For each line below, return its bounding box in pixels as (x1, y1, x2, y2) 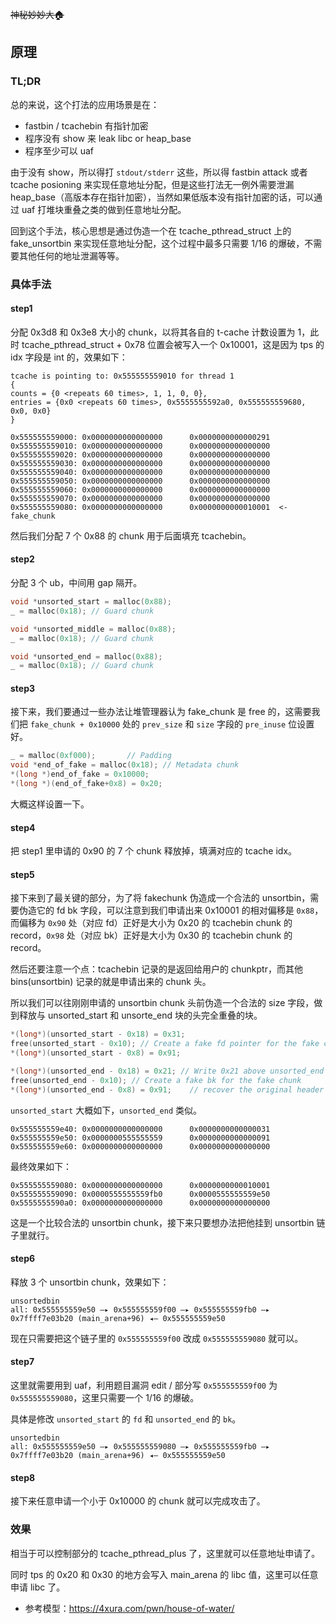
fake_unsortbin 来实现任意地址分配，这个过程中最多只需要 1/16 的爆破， (10, 237, 305, 249)
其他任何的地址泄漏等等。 (18, 249, 125, 262)
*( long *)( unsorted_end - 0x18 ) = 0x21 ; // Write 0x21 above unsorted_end (10, 1066, 325, 1076)
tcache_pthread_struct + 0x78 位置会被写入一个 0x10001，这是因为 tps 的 (21, 338, 325, 350)
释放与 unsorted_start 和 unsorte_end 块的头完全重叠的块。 (18, 1009, 263, 1022)
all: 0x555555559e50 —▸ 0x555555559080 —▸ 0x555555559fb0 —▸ (10, 1442, 271, 1452)
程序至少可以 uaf (24, 144, 95, 157)
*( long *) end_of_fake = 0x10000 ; (10, 769, 150, 780)
